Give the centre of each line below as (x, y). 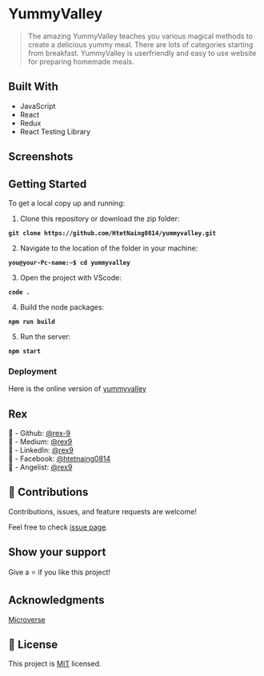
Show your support (57, 552)
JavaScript (38, 106)
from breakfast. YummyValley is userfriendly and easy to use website (142, 53)
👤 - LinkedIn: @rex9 (41, 450)
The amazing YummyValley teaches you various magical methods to (140, 36)
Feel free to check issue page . (58, 527)
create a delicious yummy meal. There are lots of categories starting (140, 44)
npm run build (32, 322)
